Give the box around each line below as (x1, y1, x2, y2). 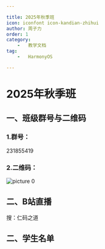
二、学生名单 (6, 233, 55, 244)
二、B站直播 (6, 197, 52, 207)
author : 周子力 (6, 26, 42, 32)
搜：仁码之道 (6, 214, 38, 221)
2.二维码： (6, 163, 38, 172)
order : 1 (6, 31, 29, 37)
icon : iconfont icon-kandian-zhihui (6, 19, 99, 26)
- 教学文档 (17, 43, 47, 49)
